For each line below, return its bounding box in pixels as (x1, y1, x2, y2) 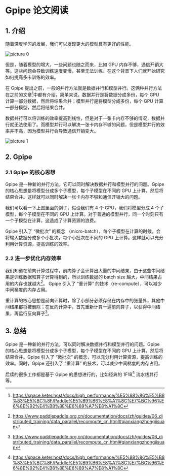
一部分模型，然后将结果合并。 (5, 104, 67, 110)
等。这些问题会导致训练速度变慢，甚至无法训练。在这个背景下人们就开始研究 (5, 68, 165, 74)
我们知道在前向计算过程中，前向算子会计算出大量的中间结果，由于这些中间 (5, 267, 160, 273)
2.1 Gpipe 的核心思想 (5, 169, 56, 176)
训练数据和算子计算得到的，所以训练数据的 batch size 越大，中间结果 (14, 274, 158, 280)
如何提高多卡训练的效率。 (5, 74, 59, 80)
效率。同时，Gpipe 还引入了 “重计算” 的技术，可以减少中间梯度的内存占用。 (5, 360, 163, 366)
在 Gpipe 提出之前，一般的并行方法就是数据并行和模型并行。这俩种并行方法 (5, 85, 162, 91)
